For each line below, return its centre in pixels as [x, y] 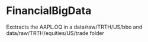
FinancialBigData [49, 11]
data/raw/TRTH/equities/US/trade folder [55, 33]
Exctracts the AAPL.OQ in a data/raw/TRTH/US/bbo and [74, 27]
